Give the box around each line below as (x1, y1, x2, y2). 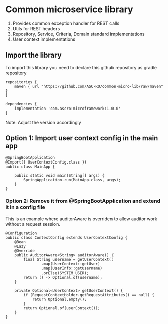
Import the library (5, 51, 62, 60)
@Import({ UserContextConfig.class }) (5, 159, 87, 165)
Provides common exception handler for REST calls (12, 20, 120, 26)
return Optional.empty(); (32, 297, 87, 302)
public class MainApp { (5, 164, 55, 169)
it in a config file (5, 204, 45, 211)
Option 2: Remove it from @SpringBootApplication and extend (5, 198, 160, 205)
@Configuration (5, 231, 37, 236)
